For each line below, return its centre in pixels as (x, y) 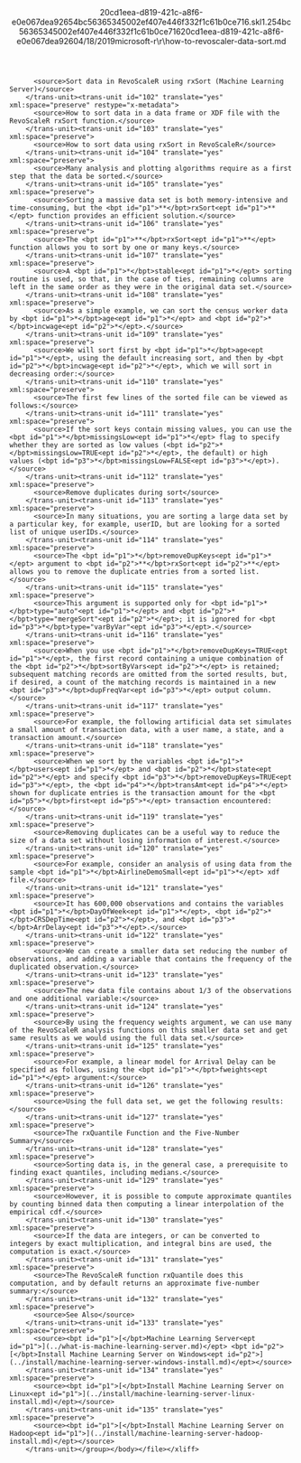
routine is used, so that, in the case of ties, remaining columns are (146, 279)
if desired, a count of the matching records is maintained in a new (143, 682)
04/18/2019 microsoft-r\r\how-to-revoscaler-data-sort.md (180, 41)
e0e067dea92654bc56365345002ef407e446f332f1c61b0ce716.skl (137, 22)
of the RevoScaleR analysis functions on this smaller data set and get (149, 1030)
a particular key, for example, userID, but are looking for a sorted (145, 524)
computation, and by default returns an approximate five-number (134, 1283)
